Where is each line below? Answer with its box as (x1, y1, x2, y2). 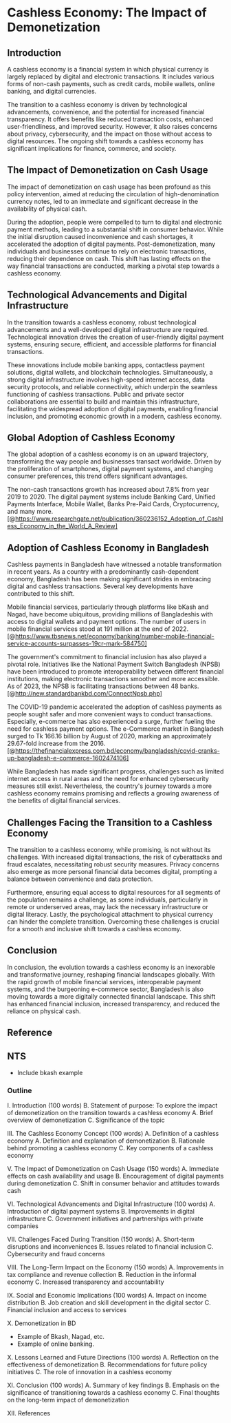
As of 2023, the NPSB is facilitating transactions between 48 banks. (7, 682, 199, 690)
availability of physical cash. (7, 205, 87, 213)
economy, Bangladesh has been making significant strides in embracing (7, 575, 211, 583)
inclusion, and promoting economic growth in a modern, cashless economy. (7, 412, 222, 420)
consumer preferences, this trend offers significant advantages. (7, 472, 188, 480)
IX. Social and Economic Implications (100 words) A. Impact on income (7, 1291, 208, 1300)
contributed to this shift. (7, 590, 75, 598)
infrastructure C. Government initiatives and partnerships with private (7, 1214, 204, 1223)
